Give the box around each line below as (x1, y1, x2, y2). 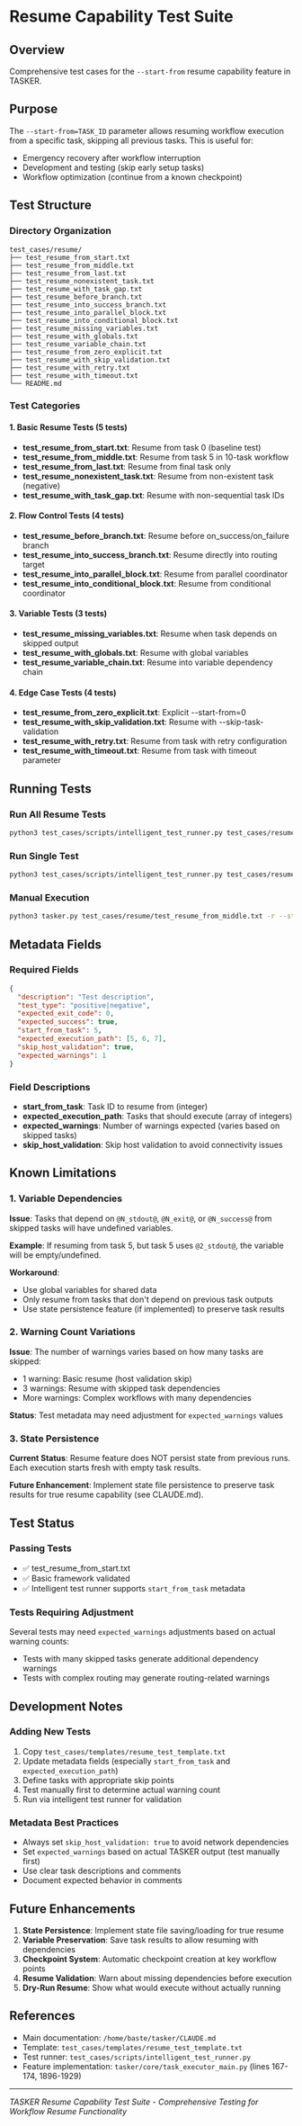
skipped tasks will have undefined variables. (9, 1222, 173, 1233)
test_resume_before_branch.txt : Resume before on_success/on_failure (22, 530, 289, 541)
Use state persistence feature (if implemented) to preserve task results (22, 1303, 285, 1314)
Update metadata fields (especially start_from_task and (22, 1755, 231, 1766)
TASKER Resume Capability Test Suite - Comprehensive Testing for (9, 2096, 259, 2107)
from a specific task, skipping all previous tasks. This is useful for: (9, 135, 254, 146)
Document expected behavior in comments (22, 1875, 182, 1886)
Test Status (9, 1515, 75, 1530)
